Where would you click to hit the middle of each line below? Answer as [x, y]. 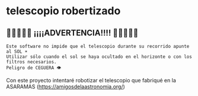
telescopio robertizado [63, 11]
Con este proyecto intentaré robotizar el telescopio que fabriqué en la [91, 80]
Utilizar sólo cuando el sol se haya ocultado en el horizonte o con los [99, 57]
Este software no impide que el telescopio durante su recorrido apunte [98, 46]
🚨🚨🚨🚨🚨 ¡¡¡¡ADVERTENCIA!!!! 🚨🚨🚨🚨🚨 [72, 33]
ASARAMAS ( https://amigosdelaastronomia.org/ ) [66, 87]
